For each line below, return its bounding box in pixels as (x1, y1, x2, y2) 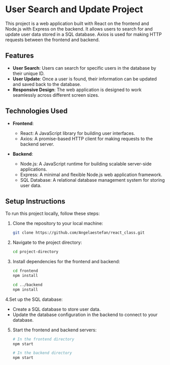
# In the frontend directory (12, 336, 75, 342)
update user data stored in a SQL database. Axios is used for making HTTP (5, 31, 162, 37)
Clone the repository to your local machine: (12, 220, 103, 227)
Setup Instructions (5, 197, 65, 206)
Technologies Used (5, 107, 67, 116)
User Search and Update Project (5, 4, 144, 15)
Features (5, 51, 34, 60)
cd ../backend (12, 282, 43, 287)
